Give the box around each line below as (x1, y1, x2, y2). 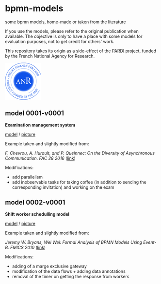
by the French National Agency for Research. (5, 53, 95, 59)
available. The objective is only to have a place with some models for (5, 33, 143, 39)
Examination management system (5, 122, 76, 128)
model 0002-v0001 (5, 198, 65, 207)
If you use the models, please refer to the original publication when (5, 28, 139, 34)
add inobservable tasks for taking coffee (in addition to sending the (12, 179, 146, 185)
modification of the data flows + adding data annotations (12, 268, 126, 274)
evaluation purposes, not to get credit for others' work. (5, 38, 115, 44)
